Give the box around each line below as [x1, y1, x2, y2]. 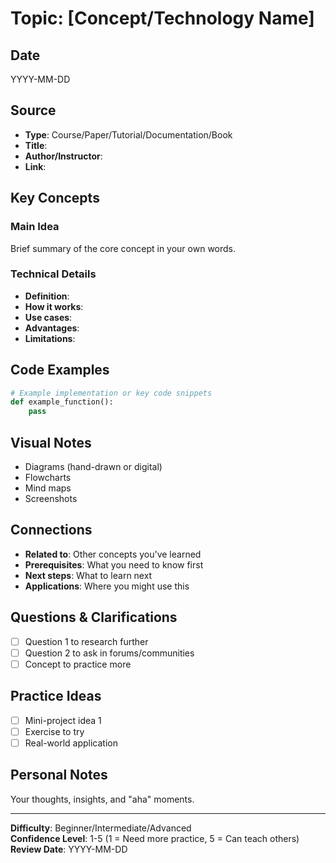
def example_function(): [10, 397, 114, 407]
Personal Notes [10, 767, 108, 784]
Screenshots [24, 493, 78, 505]
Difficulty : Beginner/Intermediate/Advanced [10, 822, 192, 834]
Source [10, 102, 57, 119]
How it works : [24, 300, 84, 312]
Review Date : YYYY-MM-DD [10, 843, 128, 855]
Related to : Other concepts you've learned [24, 548, 202, 560]
